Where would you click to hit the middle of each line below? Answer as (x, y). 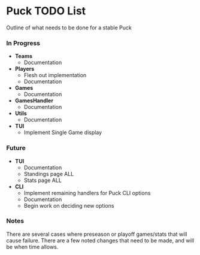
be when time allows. (32, 247)
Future (16, 148)
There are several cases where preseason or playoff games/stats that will (97, 234)
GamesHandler (34, 101)
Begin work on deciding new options (69, 205)
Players (25, 69)
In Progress (23, 43)
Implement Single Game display (63, 132)
